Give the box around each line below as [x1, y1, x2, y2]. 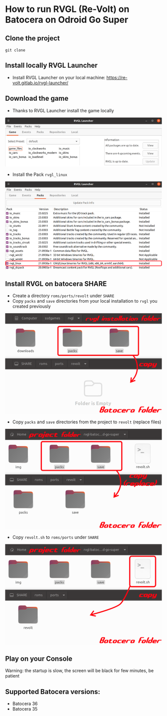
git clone [5, 48, 26, 53]
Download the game [5, 94, 69, 103]
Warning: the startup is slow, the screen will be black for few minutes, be [5, 668, 154, 674]
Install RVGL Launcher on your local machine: [12, 74, 106, 80]
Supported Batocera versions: [5, 687, 100, 696]
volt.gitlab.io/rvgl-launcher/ [12, 80, 69, 86]
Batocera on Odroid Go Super [5, 14, 128, 25]
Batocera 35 [12, 706, 38, 712]
